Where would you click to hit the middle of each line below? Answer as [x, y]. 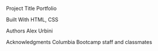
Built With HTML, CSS [32, 19]
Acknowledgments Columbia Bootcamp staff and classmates [79, 42]
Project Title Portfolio [31, 8]
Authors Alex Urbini [29, 31]
